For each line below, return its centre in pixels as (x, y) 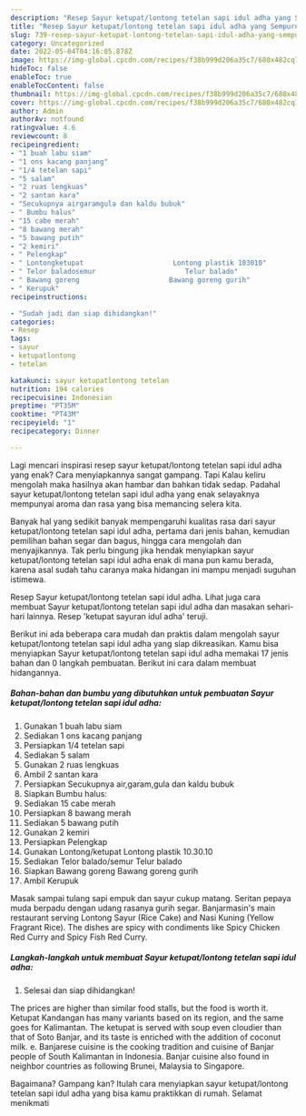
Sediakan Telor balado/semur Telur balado (103, 861)
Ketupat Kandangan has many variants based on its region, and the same (147, 1017)
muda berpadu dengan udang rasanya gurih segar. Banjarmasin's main (143, 908)
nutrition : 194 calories (57, 389)
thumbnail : (31, 94)
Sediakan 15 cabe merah (69, 803)
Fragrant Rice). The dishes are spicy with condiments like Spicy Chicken (145, 927)
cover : (23, 102)
